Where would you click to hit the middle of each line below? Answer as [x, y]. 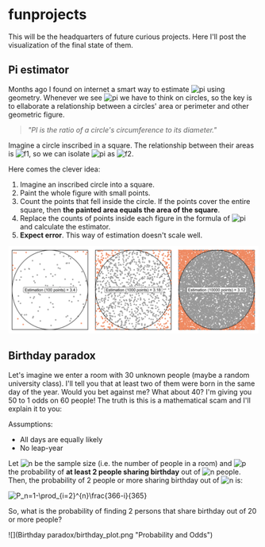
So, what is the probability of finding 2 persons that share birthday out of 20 [132, 510]
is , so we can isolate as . [71, 153]
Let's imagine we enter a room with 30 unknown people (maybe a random [129, 375]
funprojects [48, 15]
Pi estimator [39, 70]
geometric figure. [36, 114]
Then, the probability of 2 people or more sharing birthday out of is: [126, 480]
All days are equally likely [61, 439]
